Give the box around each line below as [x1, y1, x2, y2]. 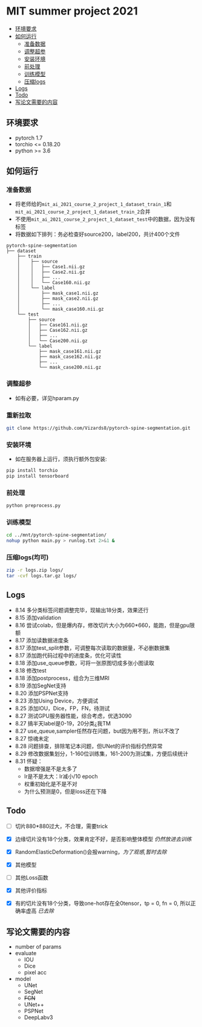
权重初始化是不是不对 [24, 780, 77, 788]
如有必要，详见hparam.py [15, 394, 80, 401]
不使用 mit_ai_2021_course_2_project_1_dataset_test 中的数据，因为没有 [15, 216, 195, 223]
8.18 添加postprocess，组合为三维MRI [15, 675, 110, 682]
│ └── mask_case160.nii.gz [17, 306, 104, 313]
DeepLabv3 [24, 1014, 53, 1021]
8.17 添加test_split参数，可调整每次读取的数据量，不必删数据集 [15, 644, 171, 652]
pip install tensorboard [6, 473, 69, 479]
